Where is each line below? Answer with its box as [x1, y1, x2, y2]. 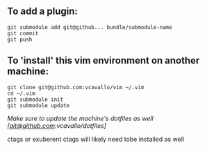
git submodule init [7, 96, 64, 103]
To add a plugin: [7, 6, 78, 17]
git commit [7, 30, 39, 37]
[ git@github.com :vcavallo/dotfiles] [7, 121, 106, 130]
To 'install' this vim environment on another [7, 55, 200, 66]
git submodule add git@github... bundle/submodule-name [7, 24, 172, 30]
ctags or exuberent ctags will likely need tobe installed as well [7, 135, 185, 143]
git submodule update [7, 102, 70, 109]
